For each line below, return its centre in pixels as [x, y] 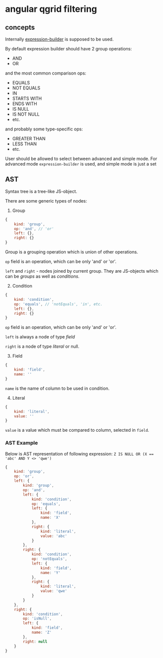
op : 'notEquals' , [49, 559]
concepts [20, 27]
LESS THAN [24, 144]
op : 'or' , [24, 476]
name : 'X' [50, 518]
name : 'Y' [50, 573]
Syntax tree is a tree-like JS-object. [41, 191]
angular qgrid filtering [51, 9]
